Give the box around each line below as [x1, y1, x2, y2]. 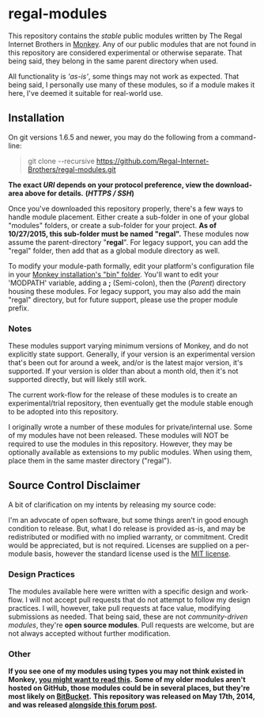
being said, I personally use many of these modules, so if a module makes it [8, 80, 255, 90]
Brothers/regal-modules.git [27, 164, 116, 174]
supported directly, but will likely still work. [8, 375, 147, 384]
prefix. [8, 303, 30, 313]
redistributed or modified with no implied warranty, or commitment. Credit [8, 532, 249, 541]
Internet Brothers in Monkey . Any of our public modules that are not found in [8, 39, 257, 48]
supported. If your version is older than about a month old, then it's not [8, 366, 239, 376]
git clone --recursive [27, 156, 95, 166]
